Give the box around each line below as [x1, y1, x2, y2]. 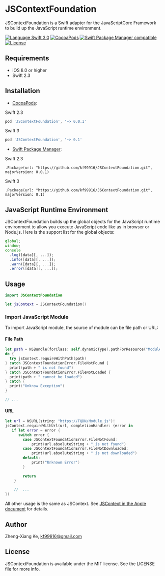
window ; [5, 243, 21, 248]
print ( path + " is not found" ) [9, 365, 74, 370]
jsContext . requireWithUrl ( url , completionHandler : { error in [5, 423, 133, 429]
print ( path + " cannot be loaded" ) [9, 374, 82, 379]
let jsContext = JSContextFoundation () [5, 302, 87, 307]
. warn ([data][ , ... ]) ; [9, 261, 56, 267]
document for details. [5, 506, 49, 512]
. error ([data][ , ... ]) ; [9, 266, 58, 271]
